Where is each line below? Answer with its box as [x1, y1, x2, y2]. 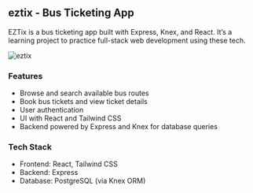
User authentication [19, 106, 84, 115]
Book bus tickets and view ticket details [19, 97, 148, 106]
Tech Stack [8, 142, 53, 153]
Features [8, 70, 43, 81]
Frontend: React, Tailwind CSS [19, 159, 118, 169]
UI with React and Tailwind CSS [19, 113, 122, 123]
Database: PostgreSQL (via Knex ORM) [19, 176, 146, 186]
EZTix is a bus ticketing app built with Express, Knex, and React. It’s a [8, 27, 233, 36]
